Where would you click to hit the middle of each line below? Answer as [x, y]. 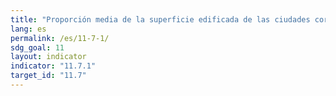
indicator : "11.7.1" [53, 66]
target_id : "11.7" [48, 76]
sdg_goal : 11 [37, 47]
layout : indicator [48, 57]
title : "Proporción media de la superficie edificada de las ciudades [160, 19]
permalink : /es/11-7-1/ [60, 38]
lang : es [28, 29]
